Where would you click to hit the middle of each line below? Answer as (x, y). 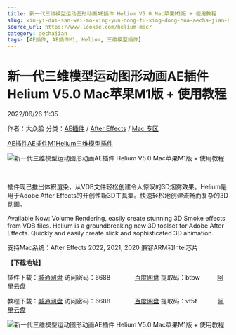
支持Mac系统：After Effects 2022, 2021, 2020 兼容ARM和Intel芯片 (103, 248)
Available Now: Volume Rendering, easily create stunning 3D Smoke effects (117, 219)
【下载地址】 (26, 263)
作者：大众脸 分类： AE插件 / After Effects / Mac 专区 (83, 129)
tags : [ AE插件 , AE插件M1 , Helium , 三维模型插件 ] (74, 40)
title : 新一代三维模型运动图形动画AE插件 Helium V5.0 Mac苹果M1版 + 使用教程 (112, 14)
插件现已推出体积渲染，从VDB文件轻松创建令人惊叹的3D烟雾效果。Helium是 (117, 187)
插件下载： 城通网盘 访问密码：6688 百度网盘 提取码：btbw (104, 278)
